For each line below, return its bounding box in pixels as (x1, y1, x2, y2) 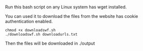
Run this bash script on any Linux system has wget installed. (5, 4, 127, 10)
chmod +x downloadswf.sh (5, 28, 56, 33)
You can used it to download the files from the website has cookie (5, 13, 138, 19)
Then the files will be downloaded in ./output (5, 40, 95, 46)
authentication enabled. (5, 19, 53, 24)
